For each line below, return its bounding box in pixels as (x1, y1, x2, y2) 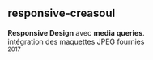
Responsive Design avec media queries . (7, 28, 145, 37)
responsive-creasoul (7, 6, 116, 20)
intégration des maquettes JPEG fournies (7, 36, 145, 46)
